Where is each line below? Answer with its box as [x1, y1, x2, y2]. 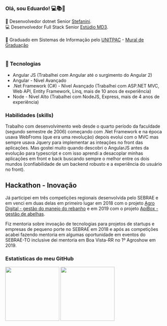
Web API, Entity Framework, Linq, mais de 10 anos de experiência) [12, 88, 151, 94]
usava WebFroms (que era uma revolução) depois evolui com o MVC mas [5, 134, 159, 140]
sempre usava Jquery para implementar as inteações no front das [5, 139, 143, 145]
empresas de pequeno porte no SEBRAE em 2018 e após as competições [5, 226, 158, 232]
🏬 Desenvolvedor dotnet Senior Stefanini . [5, 18, 92, 24]
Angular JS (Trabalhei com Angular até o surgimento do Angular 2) [12, 72, 152, 78]
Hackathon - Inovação [5, 181, 77, 190]
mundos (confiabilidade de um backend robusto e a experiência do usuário [5, 161, 162, 167]
